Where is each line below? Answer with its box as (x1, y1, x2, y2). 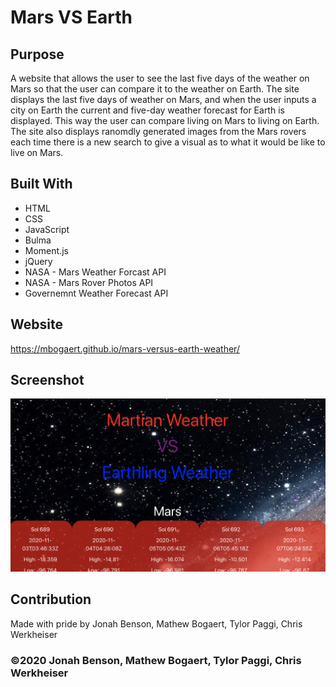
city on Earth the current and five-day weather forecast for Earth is (10, 104, 285, 116)
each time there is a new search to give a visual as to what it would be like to (10, 136, 326, 148)
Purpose (10, 46, 65, 63)
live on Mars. (10, 147, 64, 158)
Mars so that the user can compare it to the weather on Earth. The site (10, 83, 300, 95)
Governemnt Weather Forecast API (24, 287, 169, 299)
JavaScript (24, 223, 70, 235)
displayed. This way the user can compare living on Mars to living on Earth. (10, 115, 320, 126)
